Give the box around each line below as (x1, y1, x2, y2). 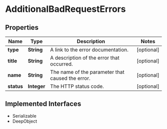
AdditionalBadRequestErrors (5, 3, 126, 15)
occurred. (50, 61, 73, 67)
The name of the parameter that (50, 68, 125, 75)
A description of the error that (50, 55, 120, 61)
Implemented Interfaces (5, 100, 82, 108)
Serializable (12, 113, 37, 119)
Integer (27, 83, 46, 90)
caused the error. (50, 75, 91, 81)
